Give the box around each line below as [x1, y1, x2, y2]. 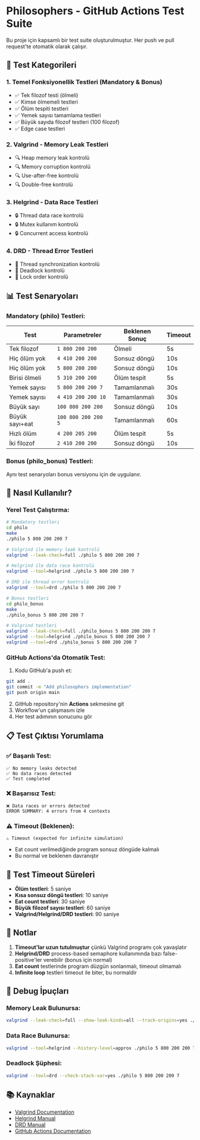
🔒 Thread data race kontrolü [14, 212, 84, 219]
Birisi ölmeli [9, 374, 42, 382]
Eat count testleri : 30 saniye [14, 898, 85, 905]
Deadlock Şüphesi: [6, 1059, 62, 1067]
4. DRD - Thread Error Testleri [6, 247, 93, 255]
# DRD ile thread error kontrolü [6, 579, 89, 585]
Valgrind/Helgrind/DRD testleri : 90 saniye [14, 910, 120, 917]
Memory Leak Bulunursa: [6, 1004, 81, 1013]
